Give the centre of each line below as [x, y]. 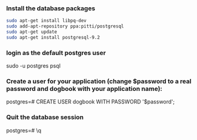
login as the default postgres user [56, 53]
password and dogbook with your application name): [84, 89]
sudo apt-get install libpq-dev [46, 21]
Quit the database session [45, 117]
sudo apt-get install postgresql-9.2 [53, 37]
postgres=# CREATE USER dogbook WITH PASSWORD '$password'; [90, 102]
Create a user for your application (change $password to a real [99, 81]
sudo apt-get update [32, 32]
